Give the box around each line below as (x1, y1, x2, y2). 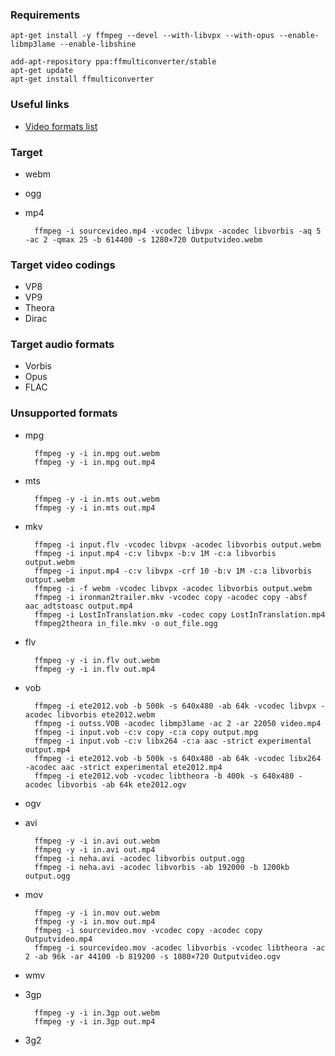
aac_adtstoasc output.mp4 (24, 601, 133, 611)
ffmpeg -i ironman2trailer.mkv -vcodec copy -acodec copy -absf (34, 592, 308, 602)
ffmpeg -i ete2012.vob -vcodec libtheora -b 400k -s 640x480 (34, 771, 295, 781)
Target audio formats (10, 338, 115, 352)
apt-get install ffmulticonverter (10, 74, 155, 85)
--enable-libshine (59, 39, 137, 50)
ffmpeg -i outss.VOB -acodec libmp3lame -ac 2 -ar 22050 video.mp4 (34, 718, 322, 728)
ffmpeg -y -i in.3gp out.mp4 (34, 1016, 156, 1027)
